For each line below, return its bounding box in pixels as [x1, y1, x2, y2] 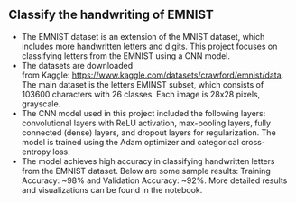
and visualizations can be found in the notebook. [21, 184, 203, 195]
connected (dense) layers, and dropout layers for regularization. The [21, 126, 276, 138]
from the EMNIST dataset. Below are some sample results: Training [21, 165, 272, 176]
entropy [21, 146, 51, 157]
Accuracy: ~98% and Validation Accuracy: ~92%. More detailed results [21, 175, 288, 186]
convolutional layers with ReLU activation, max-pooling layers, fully [21, 117, 272, 128]
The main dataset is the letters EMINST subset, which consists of [21, 78, 264, 89]
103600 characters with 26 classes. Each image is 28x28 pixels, [21, 88, 261, 99]
